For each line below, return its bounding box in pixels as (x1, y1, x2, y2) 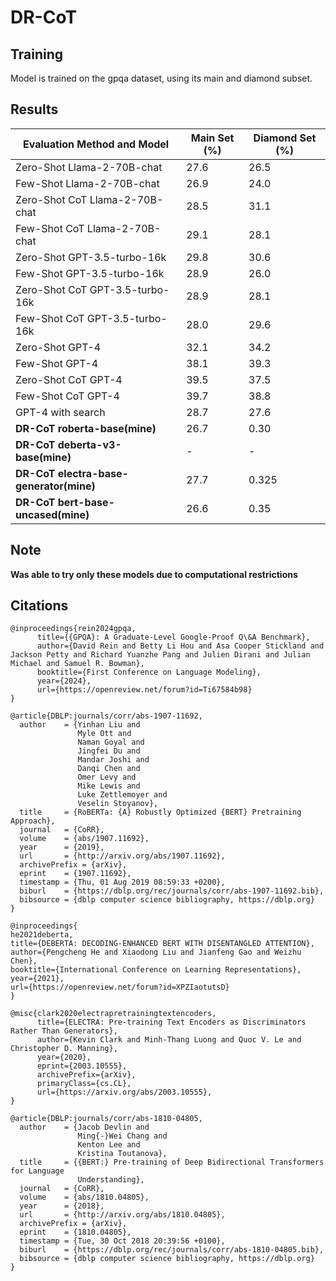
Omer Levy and (77, 772, 137, 783)
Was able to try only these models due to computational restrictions (10, 568, 298, 580)
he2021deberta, (10, 930, 74, 940)
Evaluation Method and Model (23, 137, 170, 151)
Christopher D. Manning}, (10, 1044, 118, 1054)
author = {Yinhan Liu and (19, 720, 141, 730)
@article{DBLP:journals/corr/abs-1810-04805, (10, 1114, 203, 1124)
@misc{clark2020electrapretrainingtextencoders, (10, 1009, 217, 1019)
